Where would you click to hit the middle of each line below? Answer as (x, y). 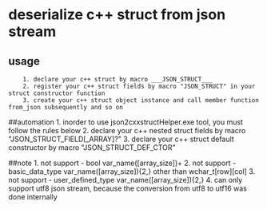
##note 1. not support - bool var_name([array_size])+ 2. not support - (122, 163)
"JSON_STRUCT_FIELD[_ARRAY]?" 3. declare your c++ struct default (121, 139)
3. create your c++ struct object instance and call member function (141, 101)
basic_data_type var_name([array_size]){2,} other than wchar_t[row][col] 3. (132, 172)
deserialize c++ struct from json (117, 15)
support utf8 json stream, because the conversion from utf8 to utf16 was (128, 188)
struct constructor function (57, 93)
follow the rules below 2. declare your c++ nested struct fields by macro (127, 130)
